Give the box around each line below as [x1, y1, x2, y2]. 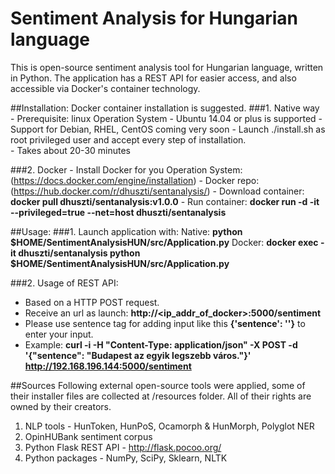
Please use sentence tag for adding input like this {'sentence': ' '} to [24, 317, 306, 329]
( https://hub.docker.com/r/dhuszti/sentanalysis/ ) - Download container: [10, 185, 305, 197]
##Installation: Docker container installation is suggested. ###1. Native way [10, 102, 320, 114]
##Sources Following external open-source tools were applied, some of [10, 379, 306, 391]
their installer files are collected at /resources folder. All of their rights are [10, 390, 312, 402]
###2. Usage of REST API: [10, 277, 119, 289]
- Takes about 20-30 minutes [10, 144, 132, 156]
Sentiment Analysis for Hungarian [10, 7, 299, 30]
